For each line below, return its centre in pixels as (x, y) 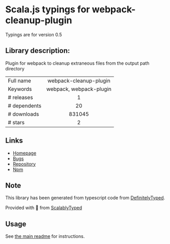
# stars (16, 122)
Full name (20, 81)
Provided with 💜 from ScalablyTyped (44, 208)
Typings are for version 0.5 (34, 34)
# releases (20, 97)
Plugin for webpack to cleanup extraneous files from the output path (77, 63)
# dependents (25, 105)
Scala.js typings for (48, 10)
